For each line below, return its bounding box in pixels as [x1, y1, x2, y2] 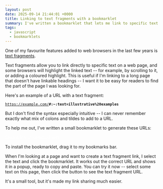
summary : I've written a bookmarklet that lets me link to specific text [5, 20, 159, 26]
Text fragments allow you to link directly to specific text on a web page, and [5, 62, 158, 68]
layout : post [5, 7, 32, 12]
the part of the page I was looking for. [5, 83, 81, 89]
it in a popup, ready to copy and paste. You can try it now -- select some [5, 164, 151, 170]
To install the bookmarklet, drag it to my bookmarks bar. [5, 144, 118, 150]
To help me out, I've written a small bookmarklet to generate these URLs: [5, 125, 151, 131]
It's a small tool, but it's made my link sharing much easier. [5, 178, 123, 184]
